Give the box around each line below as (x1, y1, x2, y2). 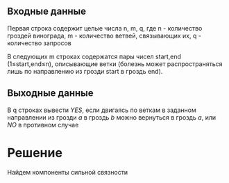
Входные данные (7, 6, 87, 17)
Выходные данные (7, 87, 94, 100)
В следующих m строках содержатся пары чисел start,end (7, 52, 182, 61)
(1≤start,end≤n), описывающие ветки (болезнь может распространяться (7, 59, 223, 68)
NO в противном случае (7, 120, 79, 129)
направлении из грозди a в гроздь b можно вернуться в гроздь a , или (7, 113, 217, 121)
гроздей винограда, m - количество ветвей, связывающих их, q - (7, 31, 201, 40)
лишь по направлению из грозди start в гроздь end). (7, 67, 163, 75)
